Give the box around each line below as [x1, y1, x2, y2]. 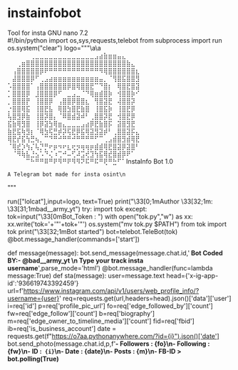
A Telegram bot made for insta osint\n [7, 171, 126, 178]
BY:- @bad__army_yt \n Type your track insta [7, 256, 144, 265]
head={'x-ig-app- [166, 271, 219, 280]
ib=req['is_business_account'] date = [7, 324, 117, 332]
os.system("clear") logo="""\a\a [7, 43, 101, 52]
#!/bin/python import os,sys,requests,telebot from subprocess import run [7, 36, 222, 44]
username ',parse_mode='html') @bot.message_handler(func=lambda [7, 263, 213, 272]
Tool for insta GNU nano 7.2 [7, 28, 88, 37]
